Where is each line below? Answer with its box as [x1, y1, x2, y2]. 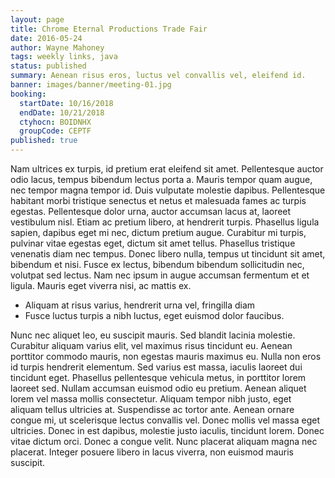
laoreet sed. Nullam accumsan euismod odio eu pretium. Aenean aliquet [10, 382, 307, 394]
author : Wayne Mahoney [10, 42, 105, 53]
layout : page [10, 14, 65, 25]
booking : [10, 89, 47, 99]
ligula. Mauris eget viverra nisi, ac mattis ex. [10, 280, 192, 291]
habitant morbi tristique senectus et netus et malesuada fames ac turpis [10, 195, 307, 206]
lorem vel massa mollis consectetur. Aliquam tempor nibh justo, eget [10, 393, 292, 405]
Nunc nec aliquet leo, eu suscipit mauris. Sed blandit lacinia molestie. [10, 329, 296, 341]
